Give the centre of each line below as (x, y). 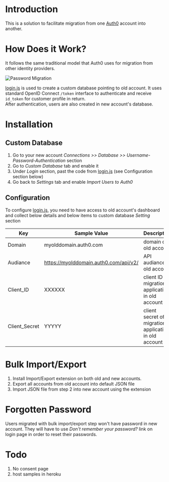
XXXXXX (55, 290)
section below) (28, 176)
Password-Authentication (39, 160)
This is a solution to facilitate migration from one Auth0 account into (75, 23)
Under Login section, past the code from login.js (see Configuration (82, 171)
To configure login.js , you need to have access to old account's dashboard (82, 210)
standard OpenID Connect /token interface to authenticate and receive (78, 93)
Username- (139, 155)
